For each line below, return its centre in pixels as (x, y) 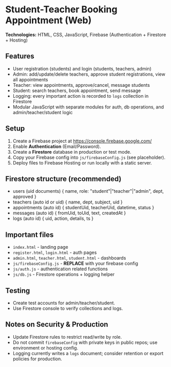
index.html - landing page (40, 247)
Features (20, 56)
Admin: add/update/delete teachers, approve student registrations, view (89, 74)
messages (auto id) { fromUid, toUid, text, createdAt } (69, 213)
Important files (30, 235)
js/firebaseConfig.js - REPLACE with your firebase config (75, 264)
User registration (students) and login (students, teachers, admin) (82, 68)
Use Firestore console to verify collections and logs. (68, 308)
